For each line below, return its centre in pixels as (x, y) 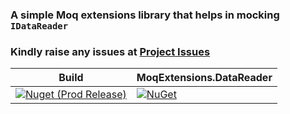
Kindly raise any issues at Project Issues (110, 51)
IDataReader (39, 26)
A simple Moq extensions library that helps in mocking (145, 15)
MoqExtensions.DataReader (204, 78)
